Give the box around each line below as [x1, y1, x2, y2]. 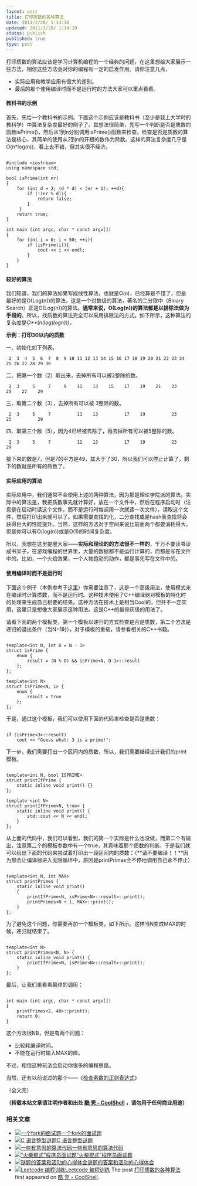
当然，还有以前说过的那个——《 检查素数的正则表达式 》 [6, 1074, 140, 1081]
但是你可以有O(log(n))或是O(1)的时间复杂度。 [6, 528, 116, 535]
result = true [27, 694, 62, 699]
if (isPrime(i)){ [27, 242, 69, 248]
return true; [16, 212, 49, 218]
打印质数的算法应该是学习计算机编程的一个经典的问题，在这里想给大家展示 [6, 58, 186, 65]
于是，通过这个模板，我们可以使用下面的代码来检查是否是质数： [6, 715, 160, 722]
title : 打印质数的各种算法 [6, 14, 64, 20]
